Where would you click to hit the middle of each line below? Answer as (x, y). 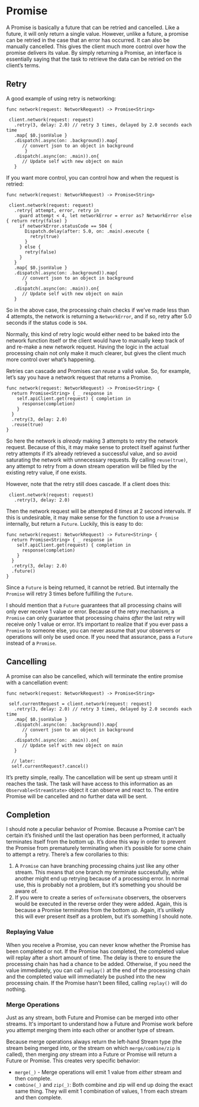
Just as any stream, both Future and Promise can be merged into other (92, 1017)
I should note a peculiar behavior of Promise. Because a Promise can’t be (95, 829)
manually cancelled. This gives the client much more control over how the (96, 46)
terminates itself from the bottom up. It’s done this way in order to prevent (96, 842)
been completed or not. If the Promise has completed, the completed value (97, 951)
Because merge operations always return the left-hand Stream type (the (94, 1042)
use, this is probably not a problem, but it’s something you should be (98, 885)
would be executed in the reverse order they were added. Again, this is (101, 904)
